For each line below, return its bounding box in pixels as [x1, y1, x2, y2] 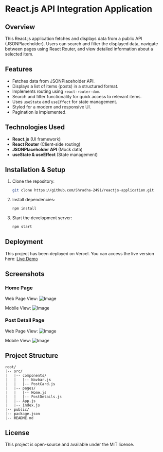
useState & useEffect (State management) [12, 152, 98, 157]
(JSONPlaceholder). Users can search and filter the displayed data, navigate [5, 41, 158, 47]
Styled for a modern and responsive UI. [12, 104, 91, 110]
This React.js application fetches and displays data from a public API [5, 35, 143, 41]
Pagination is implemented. [12, 109, 67, 115]
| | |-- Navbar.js [5, 377, 51, 382]
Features [5, 65, 33, 73]
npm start [12, 225, 33, 229]
